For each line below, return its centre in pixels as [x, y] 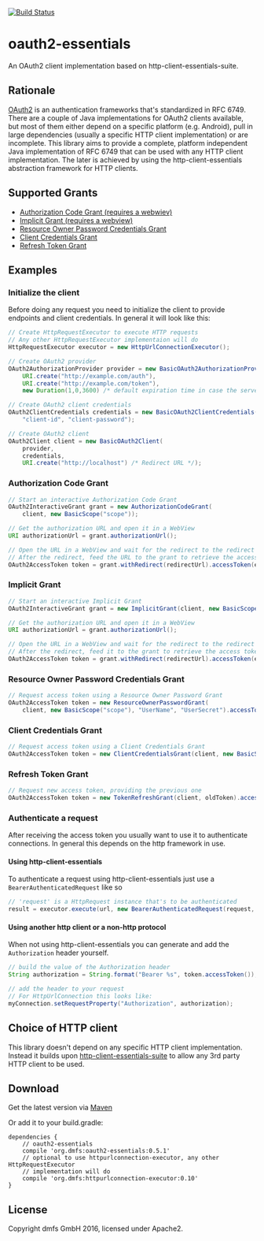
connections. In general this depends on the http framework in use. [117, 844]
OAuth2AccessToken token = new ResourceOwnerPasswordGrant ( [109, 703]
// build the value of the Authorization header [89, 968]
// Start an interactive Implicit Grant [75, 601]
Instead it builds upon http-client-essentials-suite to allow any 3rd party [124, 1055]
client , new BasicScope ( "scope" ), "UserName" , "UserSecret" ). [126, 710]
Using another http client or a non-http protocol [87, 927]
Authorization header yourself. [59, 953]
